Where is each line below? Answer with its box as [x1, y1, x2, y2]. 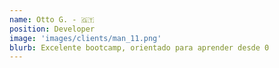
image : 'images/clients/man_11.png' [9, 33, 162, 43]
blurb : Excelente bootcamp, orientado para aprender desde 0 [9, 42, 270, 53]
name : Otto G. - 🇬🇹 [9, 14, 95, 25]
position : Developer [9, 24, 96, 34]
